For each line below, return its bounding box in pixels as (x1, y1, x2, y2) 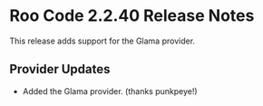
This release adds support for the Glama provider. (9, 35, 196, 46)
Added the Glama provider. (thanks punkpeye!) (22, 85, 198, 96)
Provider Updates (9, 62, 111, 77)
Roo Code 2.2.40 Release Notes (9, 5, 255, 26)
